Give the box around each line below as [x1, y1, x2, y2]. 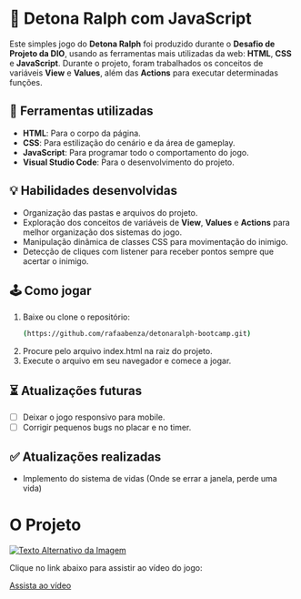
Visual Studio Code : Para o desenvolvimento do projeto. [22, 157, 235, 168]
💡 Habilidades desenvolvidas [9, 183, 177, 198]
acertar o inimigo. [22, 255, 89, 267]
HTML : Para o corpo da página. [22, 127, 141, 138]
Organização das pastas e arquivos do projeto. [22, 207, 198, 218]
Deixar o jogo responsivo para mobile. [22, 411, 166, 422]
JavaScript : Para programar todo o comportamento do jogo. [22, 147, 249, 157]
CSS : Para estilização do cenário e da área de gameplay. [22, 137, 236, 148]
